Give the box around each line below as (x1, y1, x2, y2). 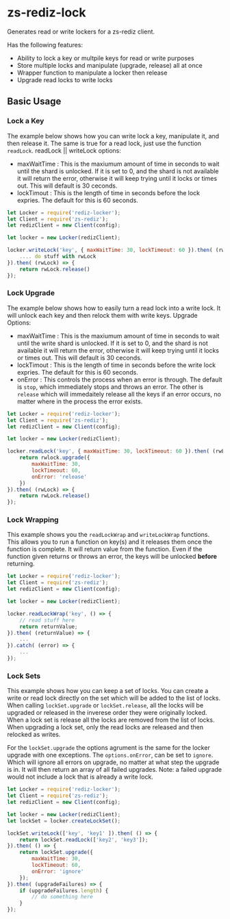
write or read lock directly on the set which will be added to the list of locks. (7, 694, 221, 703)
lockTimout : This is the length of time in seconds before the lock (16, 188, 201, 197)
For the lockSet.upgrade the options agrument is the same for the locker (7, 744, 210, 752)
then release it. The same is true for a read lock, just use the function (7, 139, 202, 147)
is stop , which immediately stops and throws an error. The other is (16, 382, 204, 391)
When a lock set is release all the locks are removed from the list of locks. (7, 716, 215, 724)
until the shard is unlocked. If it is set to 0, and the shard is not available (16, 166, 219, 175)
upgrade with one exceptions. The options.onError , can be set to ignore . (7, 751, 214, 759)
